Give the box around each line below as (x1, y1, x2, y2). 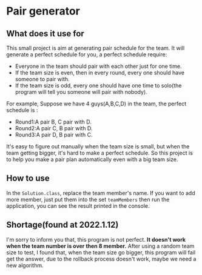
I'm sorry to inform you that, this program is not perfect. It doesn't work (6, 236, 186, 243)
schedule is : (6, 107, 38, 113)
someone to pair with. (15, 76, 70, 82)
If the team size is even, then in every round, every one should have (15, 69, 185, 76)
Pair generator (6, 4, 80, 18)
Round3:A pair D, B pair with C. (15, 131, 93, 138)
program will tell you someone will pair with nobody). (15, 88, 147, 95)
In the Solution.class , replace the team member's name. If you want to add (6, 189, 195, 196)
